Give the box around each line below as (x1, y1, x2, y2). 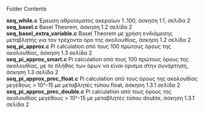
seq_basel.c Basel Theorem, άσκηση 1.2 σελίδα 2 (6, 24, 133, 30)
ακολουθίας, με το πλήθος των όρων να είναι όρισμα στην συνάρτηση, (6, 62, 188, 69)
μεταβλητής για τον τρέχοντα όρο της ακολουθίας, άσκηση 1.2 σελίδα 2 (6, 36, 191, 43)
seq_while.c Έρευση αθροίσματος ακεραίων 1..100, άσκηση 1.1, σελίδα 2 (6, 17, 191, 24)
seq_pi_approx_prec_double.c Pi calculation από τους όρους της (6, 88, 172, 95)
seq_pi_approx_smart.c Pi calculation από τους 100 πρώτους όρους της (6, 56, 189, 63)
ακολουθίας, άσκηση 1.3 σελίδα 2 (6, 49, 93, 56)
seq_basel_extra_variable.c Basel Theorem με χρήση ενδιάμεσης (6, 30, 173, 37)
